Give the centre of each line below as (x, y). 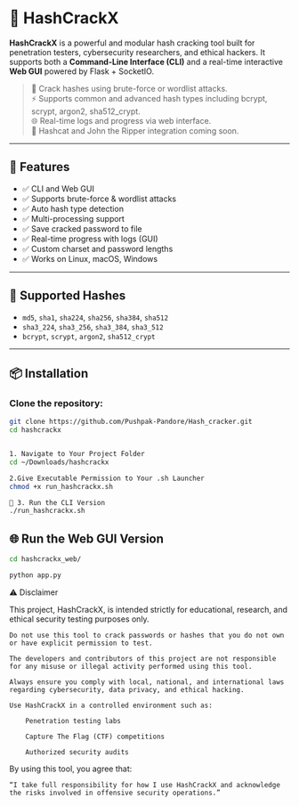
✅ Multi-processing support (73, 218)
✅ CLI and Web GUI (58, 188)
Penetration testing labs (73, 721)
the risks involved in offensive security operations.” (115, 793)
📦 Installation (49, 373)
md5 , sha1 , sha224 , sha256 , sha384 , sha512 (95, 317)
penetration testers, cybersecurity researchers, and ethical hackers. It (137, 52)
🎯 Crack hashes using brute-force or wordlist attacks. (129, 88)
